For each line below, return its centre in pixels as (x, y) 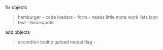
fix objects (16, 7)
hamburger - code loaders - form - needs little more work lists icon (88, 17)
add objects (18, 32)
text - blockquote (36, 22)
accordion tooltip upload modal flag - (56, 42)
